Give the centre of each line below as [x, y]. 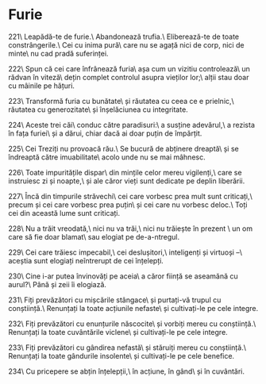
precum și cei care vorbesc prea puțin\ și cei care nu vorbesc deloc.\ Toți [128, 205]
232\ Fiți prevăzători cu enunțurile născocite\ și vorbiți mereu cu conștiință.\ [132, 324]
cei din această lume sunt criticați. [64, 213]
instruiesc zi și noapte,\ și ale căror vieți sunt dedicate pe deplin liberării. [127, 181]
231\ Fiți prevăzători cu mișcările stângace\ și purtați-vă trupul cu [115, 300]
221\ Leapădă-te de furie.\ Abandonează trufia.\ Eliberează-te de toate [124, 36]
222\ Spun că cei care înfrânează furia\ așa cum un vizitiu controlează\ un [129, 68]
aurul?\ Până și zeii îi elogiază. [58, 284]
